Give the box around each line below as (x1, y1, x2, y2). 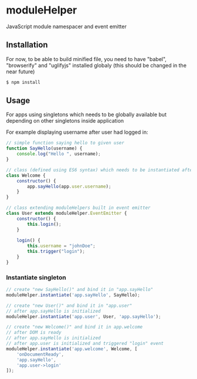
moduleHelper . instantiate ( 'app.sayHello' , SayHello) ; (6, 292, 141, 298)
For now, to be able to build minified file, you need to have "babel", (6, 55, 167, 62)
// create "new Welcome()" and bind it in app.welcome (6, 324, 143, 330)
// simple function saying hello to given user (6, 140, 125, 146)
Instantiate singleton (6, 273, 66, 282)
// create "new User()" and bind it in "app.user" (6, 303, 133, 309)
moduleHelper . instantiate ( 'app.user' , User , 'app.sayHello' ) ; (6, 313, 161, 320)
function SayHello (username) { (6, 145, 83, 151)
